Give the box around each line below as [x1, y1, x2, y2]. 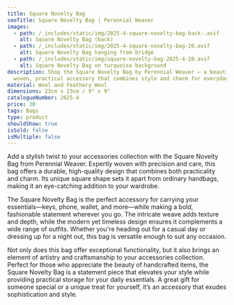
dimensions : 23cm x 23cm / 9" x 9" [7, 88, 111, 95]
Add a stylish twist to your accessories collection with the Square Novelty [7, 152, 219, 161]
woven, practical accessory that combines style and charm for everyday [13, 75, 229, 82]
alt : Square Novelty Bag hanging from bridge [19, 49, 155, 56]
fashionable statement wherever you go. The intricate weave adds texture [7, 210, 219, 219]
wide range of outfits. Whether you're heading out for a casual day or [7, 225, 206, 233]
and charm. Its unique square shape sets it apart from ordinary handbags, [7, 175, 219, 183]
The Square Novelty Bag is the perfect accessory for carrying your [7, 196, 199, 204]
